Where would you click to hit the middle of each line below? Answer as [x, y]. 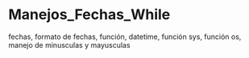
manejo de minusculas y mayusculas [69, 44]
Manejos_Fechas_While [89, 15]
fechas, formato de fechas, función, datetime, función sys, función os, [125, 37]
